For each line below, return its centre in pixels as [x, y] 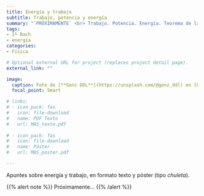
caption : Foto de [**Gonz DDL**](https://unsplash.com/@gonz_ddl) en [101, 85]
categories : [21, 46]
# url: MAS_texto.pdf [36, 124]
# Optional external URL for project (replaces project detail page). [97, 62]
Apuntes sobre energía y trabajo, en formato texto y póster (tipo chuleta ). [98, 175]
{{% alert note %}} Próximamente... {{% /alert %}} [69, 187]
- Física [17, 52]
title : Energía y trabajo [39, 12]
